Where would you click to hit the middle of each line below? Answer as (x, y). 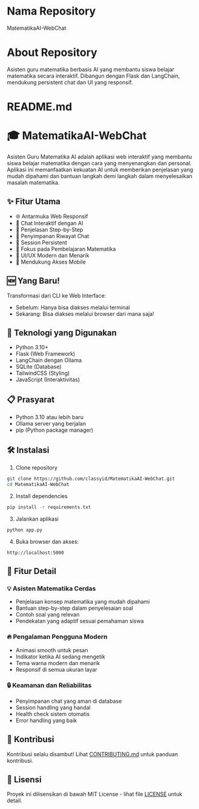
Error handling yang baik (46, 720)
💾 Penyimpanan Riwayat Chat (52, 236)
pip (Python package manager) (54, 430)
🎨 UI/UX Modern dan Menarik (52, 255)
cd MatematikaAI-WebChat (38, 484)
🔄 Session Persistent (41, 242)
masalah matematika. (33, 183)
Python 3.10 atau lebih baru (50, 417)
